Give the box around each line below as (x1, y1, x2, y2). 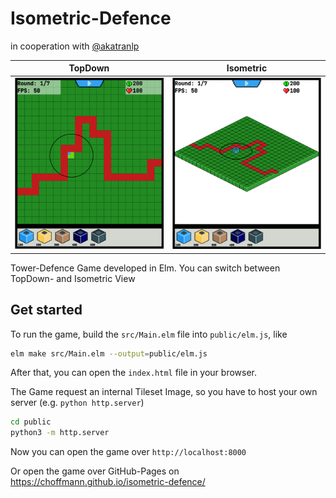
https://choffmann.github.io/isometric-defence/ (10, 476, 206, 488)
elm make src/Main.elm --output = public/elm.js (10, 348, 208, 359)
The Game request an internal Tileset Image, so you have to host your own (10, 386, 318, 398)
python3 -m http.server (10, 428, 110, 438)
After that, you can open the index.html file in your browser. (10, 367, 258, 379)
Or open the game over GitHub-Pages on (10, 465, 180, 477)
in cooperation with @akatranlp (10, 40, 140, 52)
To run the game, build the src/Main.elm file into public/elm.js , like (10, 328, 288, 340)
